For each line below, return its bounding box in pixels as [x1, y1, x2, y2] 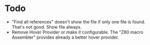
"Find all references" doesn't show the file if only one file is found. [11, 19, 146, 25]
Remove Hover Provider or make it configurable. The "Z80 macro [11, 29, 143, 35]
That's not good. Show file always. [11, 24, 82, 30]
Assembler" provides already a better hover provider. [11, 34, 119, 40]
